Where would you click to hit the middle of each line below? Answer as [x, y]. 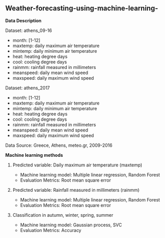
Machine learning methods [34, 155]
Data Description [24, 20]
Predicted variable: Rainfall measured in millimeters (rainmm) [76, 190]
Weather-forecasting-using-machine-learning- [82, 8]
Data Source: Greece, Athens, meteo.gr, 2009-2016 [59, 145]
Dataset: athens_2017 [28, 88]
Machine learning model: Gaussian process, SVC [71, 225]
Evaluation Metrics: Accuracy [51, 230]
